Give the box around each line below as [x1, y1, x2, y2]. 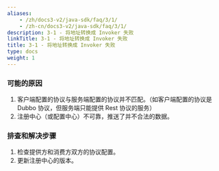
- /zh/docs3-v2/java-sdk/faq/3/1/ [19, 16, 118, 23]
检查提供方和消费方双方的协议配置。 [16, 148, 120, 156]
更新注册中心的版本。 [16, 157, 77, 165]
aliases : [7, 10, 32, 17]
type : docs [7, 49, 38, 55]
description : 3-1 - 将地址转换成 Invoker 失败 [7, 29, 134, 36]
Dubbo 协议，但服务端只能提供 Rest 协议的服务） [16, 104, 156, 112]
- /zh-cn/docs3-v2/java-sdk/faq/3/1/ [19, 23, 127, 29]
